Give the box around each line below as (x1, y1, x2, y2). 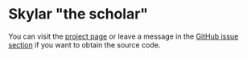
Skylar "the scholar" (8, 5, 149, 23)
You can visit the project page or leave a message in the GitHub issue (8, 31, 239, 41)
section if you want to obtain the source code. (8, 39, 161, 49)
